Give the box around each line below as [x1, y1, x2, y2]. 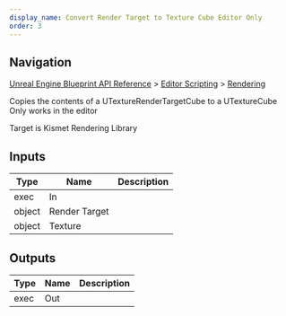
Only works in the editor [9, 105, 99, 117]
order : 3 [9, 22, 42, 31]
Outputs [9, 250, 56, 266]
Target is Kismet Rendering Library [9, 123, 138, 134]
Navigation [9, 55, 72, 70]
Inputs [9, 149, 47, 164]
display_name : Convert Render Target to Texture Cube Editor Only [9, 13, 263, 22]
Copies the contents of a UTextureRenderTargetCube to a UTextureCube [9, 96, 278, 107]
